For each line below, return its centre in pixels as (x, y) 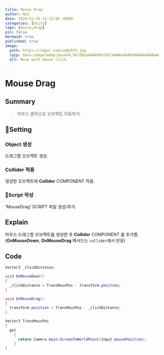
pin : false (16, 32)
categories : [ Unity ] (26, 23)
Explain (17, 222)
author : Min (17, 14)
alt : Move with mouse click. (39, 59)
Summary (20, 101)
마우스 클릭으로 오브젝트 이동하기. (49, 114)
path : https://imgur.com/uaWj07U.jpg (48, 50)
